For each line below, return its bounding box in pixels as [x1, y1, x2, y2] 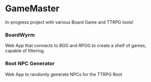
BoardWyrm [5, 31, 35, 38]
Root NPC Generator [5, 60, 55, 67]
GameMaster [5, 3, 60, 14]
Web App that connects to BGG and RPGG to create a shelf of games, [5, 43, 147, 49]
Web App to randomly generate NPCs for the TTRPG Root [5, 71, 122, 77]
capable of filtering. [5, 48, 45, 54]
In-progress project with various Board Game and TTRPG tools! [5, 19, 134, 25]
